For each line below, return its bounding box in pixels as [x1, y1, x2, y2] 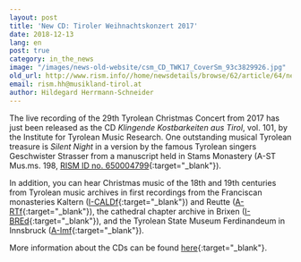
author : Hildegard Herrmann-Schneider [9, 88, 154, 97]
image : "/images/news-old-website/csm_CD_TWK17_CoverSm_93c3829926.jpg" [9, 63, 287, 72]
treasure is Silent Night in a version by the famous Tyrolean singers [9, 140, 257, 152]
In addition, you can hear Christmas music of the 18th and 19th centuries [9, 177, 277, 188]
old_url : [9, 72, 42, 80]
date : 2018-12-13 [9, 30, 74, 38]
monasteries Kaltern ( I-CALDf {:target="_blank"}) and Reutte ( [9, 196, 236, 207]
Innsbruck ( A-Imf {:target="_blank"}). [9, 224, 145, 235]
